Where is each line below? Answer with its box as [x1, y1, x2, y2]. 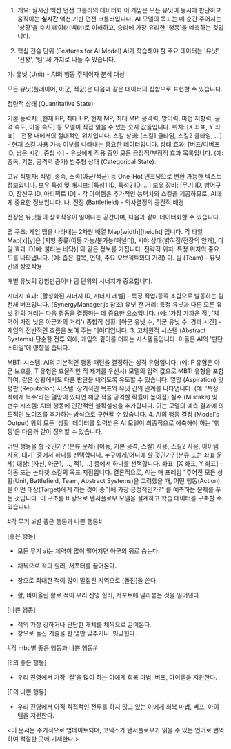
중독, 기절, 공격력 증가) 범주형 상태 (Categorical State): [7, 158, 157, 165]
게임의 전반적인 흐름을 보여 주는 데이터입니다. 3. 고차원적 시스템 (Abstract [7, 326, 206, 334]
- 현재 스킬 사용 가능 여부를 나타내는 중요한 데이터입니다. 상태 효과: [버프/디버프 [7, 141, 221, 148]
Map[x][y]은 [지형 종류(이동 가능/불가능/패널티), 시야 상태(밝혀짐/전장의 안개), [7, 236, 217, 244]
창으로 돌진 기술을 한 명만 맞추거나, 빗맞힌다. [17, 629, 137, 637]
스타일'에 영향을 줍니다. [7, 343, 70, 352]
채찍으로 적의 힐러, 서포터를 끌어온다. [17, 561, 117, 570]
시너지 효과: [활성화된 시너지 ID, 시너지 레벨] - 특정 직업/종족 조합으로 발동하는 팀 [7, 291, 224, 300]
